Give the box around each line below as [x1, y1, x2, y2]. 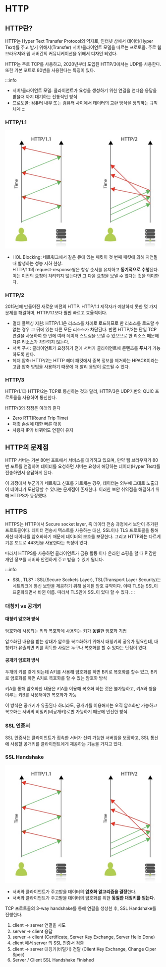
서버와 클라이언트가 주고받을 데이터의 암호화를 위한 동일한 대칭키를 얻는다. [12, 895, 155, 901]
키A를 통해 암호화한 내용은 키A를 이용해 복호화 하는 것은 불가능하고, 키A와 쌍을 [5, 686, 157, 692]
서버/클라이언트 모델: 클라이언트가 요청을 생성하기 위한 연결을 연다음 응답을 [12, 87, 157, 93]
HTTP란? [5, 24, 33, 32]
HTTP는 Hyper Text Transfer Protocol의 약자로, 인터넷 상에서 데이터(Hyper [5, 38, 154, 44]
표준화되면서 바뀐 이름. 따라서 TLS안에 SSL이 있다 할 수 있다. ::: [12, 589, 135, 595]
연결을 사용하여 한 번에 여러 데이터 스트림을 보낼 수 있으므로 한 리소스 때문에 [12, 333, 160, 339]
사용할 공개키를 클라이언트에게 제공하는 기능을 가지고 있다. [10, 741, 123, 746]
